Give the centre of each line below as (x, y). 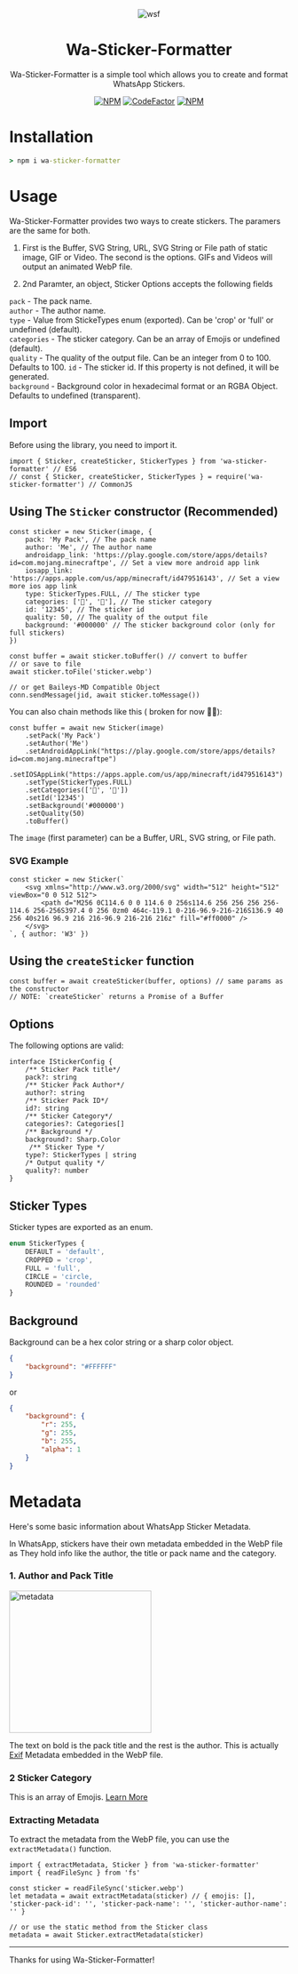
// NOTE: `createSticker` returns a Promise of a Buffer (117, 997)
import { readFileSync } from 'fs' (75, 1873)
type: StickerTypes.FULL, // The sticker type (113, 595)
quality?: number (57, 1171)
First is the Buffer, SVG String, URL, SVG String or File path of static (145, 247)
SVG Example (39, 861)
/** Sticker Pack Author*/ (75, 1085)
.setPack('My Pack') (63, 736)
